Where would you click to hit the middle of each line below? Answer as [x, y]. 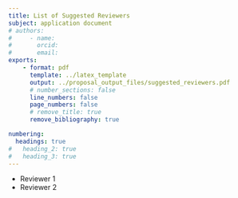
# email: [34, 53]
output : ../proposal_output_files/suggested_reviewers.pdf [129, 82]
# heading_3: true [43, 156]
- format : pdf [46, 68]
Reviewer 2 [38, 188]
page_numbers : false [63, 105]
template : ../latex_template [78, 75]
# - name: [32, 38]
